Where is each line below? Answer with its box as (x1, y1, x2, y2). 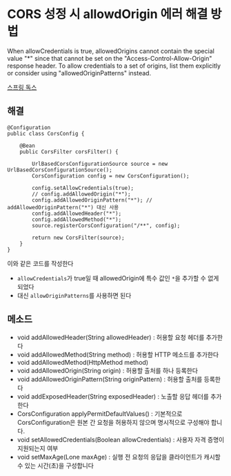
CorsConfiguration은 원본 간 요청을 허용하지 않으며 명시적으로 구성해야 (17, 418, 210, 426)
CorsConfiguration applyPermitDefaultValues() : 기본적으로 (17, 409, 183, 418)
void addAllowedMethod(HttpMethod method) (17, 358, 149, 366)
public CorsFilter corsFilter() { (19, 148, 119, 155)
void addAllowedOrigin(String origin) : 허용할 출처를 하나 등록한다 (17, 366, 199, 374)
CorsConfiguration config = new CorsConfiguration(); (32, 172, 190, 180)
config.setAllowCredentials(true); (32, 184, 134, 191)
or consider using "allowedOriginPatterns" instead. (7, 68, 152, 77)
